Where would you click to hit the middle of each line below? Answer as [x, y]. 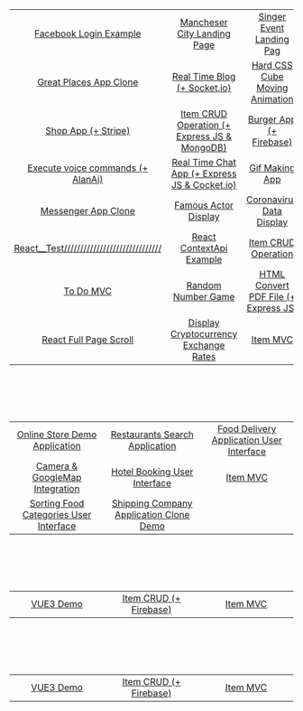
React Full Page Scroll [88, 340]
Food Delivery [247, 429]
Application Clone [152, 515]
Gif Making [272, 168]
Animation [272, 99]
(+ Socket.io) [204, 88]
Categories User [57, 515]
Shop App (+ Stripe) [87, 131]
